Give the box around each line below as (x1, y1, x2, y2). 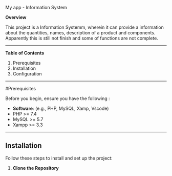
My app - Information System (5, 5, 68, 10)
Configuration (12, 71, 42, 76)
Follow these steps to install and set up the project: (5, 155, 113, 161)
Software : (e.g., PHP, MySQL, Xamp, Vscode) (12, 105, 109, 111)
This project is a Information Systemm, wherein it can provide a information (5, 24, 164, 30)
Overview (5, 14, 27, 20)
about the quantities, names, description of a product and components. (5, 30, 156, 35)
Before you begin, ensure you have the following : (5, 95, 110, 102)
